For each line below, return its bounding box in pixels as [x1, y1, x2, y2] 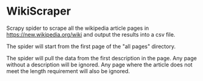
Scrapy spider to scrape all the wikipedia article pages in [6, 24, 149, 32]
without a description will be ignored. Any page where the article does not [6, 61, 193, 68]
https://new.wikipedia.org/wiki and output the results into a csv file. [6, 30, 175, 38]
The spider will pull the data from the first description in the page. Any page [6, 54, 197, 62]
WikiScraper [6, 4, 72, 18]
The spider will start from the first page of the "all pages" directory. [6, 43, 176, 50]
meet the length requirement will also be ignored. [6, 67, 130, 74]
